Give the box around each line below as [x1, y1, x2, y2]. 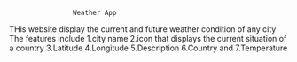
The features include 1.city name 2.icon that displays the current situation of [9, 34, 287, 43]
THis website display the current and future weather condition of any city [9, 24, 277, 35]
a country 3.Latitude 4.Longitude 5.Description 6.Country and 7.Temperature [9, 43, 288, 53]
